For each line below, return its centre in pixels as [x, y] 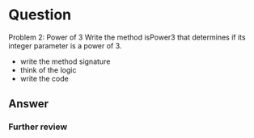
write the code [44, 78]
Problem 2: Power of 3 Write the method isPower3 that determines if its [127, 37]
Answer [29, 104]
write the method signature [65, 61]
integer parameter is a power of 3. [65, 45]
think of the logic [48, 69]
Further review [38, 127]
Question [40, 15]
